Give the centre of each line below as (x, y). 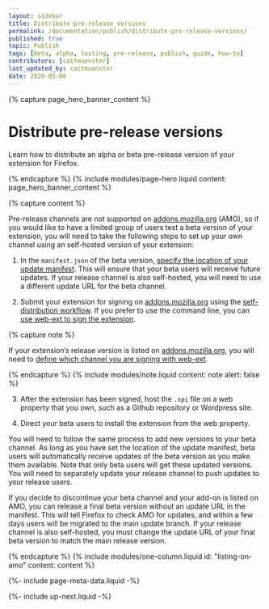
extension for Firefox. (44, 163)
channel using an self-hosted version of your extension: (101, 245)
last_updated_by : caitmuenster (61, 69)
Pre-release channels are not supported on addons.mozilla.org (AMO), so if (134, 219)
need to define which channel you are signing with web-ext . (108, 359)
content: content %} (61, 564)
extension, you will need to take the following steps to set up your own (126, 236)
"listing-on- (233, 556)
